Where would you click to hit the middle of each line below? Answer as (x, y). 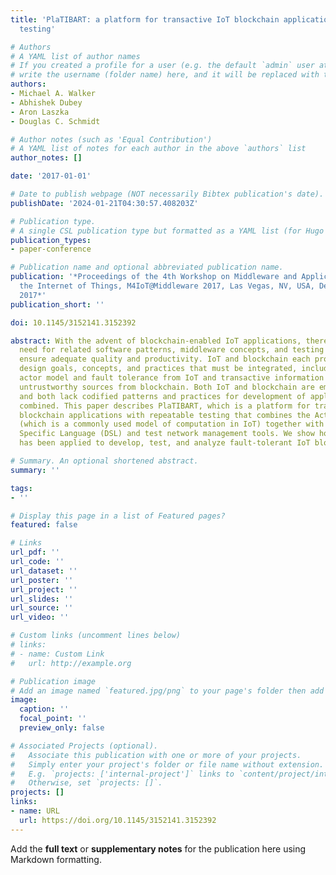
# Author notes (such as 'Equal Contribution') (111, 139)
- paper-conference (51, 249)
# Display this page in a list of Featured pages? (118, 516)
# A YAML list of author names (75, 56)
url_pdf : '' (35, 552)
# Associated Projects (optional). (84, 746)
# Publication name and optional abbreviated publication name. (147, 267)
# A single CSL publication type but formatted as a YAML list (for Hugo (167, 231)
